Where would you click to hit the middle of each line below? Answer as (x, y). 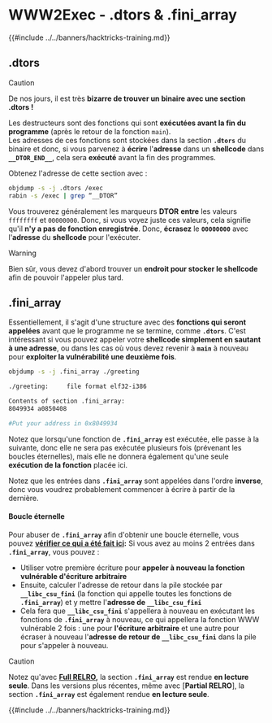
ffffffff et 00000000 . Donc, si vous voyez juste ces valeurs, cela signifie (130, 220)
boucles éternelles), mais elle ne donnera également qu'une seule (119, 456)
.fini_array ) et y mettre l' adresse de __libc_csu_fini (111, 602)
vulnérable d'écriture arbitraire (73, 576)
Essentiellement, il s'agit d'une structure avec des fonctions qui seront (127, 322)
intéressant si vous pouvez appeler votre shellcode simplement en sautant (135, 340)
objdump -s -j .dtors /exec (56, 188)
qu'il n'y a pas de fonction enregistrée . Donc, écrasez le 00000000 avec (129, 229)
